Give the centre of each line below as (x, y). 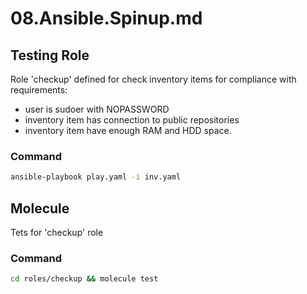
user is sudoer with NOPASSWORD (97, 109)
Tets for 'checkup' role (57, 232)
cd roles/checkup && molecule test (84, 279)
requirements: (39, 90)
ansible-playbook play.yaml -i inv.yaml (96, 177)
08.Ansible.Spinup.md (106, 18)
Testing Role (50, 55)
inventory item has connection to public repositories (132, 120)
